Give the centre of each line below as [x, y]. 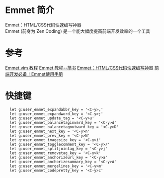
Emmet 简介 [30, 10]
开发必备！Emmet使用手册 [36, 74]
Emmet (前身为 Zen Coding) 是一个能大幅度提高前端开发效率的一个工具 [78, 31]
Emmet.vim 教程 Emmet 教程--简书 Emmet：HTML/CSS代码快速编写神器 [79, 68]
